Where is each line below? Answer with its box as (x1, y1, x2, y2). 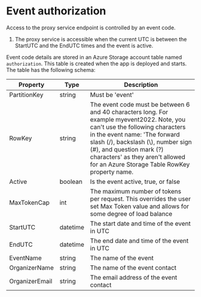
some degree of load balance (90, 210, 172, 218)
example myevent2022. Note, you (90, 115, 185, 123)
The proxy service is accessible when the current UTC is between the (14, 35, 187, 43)
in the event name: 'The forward (90, 130, 180, 138)
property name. (90, 168, 133, 176)
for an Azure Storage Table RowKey (90, 160, 190, 168)
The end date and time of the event (90, 237, 189, 245)
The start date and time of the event (90, 219, 191, 228)
